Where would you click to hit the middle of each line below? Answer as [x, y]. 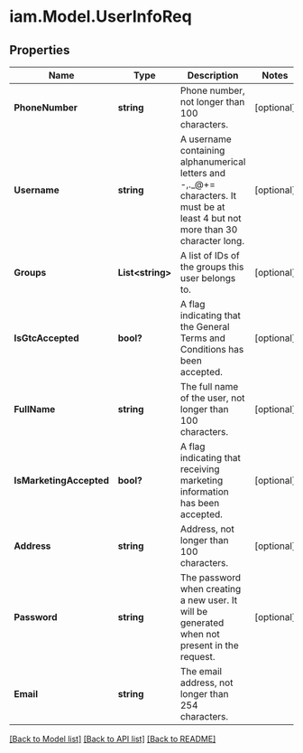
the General [205, 327]
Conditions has [212, 349]
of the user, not [212, 398]
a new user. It [208, 600]
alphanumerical [213, 162]
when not [200, 634]
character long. [212, 241]
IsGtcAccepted [46, 338]
